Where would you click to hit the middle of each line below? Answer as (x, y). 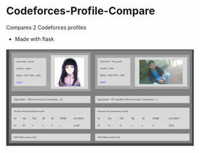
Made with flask (35, 39)
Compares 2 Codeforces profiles (46, 27)
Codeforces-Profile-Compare (81, 11)
